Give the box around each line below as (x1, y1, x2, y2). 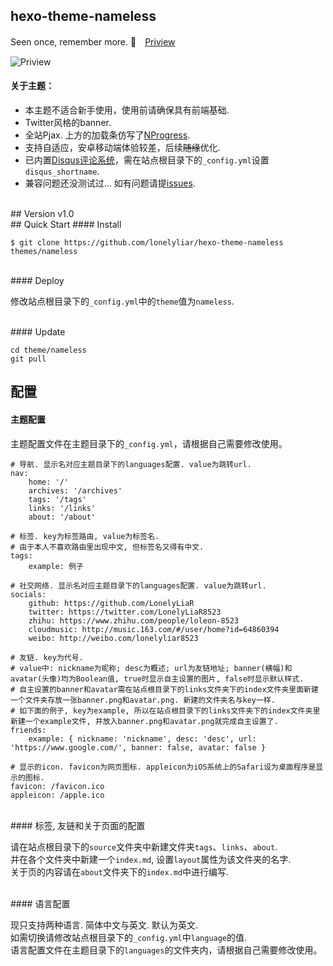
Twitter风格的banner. (24, 117, 112, 129)
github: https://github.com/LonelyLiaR (28, 598, 195, 608)
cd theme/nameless (10, 345, 87, 356)
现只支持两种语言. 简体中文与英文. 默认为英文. (10, 919, 198, 931)
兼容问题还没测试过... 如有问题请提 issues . (24, 177, 196, 189)
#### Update (10, 326, 66, 338)
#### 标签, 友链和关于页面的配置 (10, 819, 146, 831)
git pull (10, 354, 47, 364)
